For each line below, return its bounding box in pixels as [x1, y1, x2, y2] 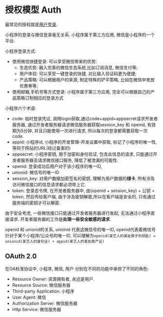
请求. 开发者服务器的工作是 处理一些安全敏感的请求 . [9, 216, 111, 222]
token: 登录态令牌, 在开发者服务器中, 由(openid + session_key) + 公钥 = [12, 188, 155, 194]
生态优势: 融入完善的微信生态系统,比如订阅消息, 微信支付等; [19, 64, 138, 70]
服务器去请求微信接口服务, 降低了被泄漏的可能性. [20, 157, 118, 163]
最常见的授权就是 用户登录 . [5, 21, 58, 27]
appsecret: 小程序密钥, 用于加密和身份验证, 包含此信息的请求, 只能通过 [12, 151, 153, 157]
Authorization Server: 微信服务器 [12, 300, 78, 306]
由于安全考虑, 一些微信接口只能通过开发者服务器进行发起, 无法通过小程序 [5, 210, 151, 216]
